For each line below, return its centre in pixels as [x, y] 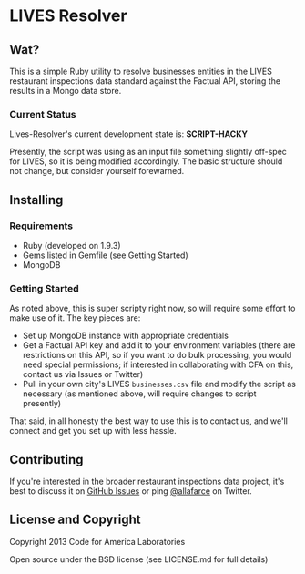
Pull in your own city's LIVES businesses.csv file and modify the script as [159, 384]
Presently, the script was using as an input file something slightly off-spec [148, 152]
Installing [36, 200]
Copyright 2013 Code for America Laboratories [97, 541]
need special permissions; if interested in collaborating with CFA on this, [158, 364]
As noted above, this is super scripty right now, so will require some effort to [152, 308]
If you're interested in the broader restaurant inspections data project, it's [147, 482]
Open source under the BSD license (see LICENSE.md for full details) [139, 559]
